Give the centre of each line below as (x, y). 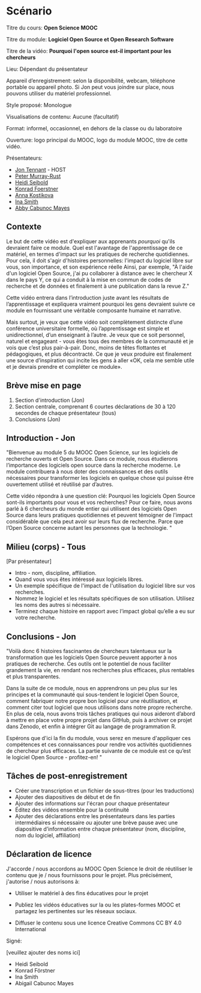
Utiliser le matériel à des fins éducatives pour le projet (82, 893)
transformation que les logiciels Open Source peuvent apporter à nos (92, 657)
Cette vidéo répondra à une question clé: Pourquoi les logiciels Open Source (101, 496)
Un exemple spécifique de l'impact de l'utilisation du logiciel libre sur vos (105, 586)
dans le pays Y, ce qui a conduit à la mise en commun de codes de (89, 279)
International (30, 929)
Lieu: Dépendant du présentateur (47, 69)
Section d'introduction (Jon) (50, 400)
